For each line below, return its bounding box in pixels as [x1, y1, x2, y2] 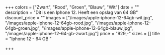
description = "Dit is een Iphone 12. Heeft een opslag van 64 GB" [5, 9, 138, 15]
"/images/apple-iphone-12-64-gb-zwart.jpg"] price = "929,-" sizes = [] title [5, 31, 160, 36]
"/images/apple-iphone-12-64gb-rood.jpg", [5, 20, 94, 26]
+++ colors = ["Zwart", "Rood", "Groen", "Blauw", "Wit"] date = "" [5, 4, 139, 10]
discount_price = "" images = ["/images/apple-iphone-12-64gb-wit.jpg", [5, 15, 153, 20]
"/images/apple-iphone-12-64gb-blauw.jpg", [41, 25, 133, 31]
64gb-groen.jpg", [5, 25, 41, 31]
